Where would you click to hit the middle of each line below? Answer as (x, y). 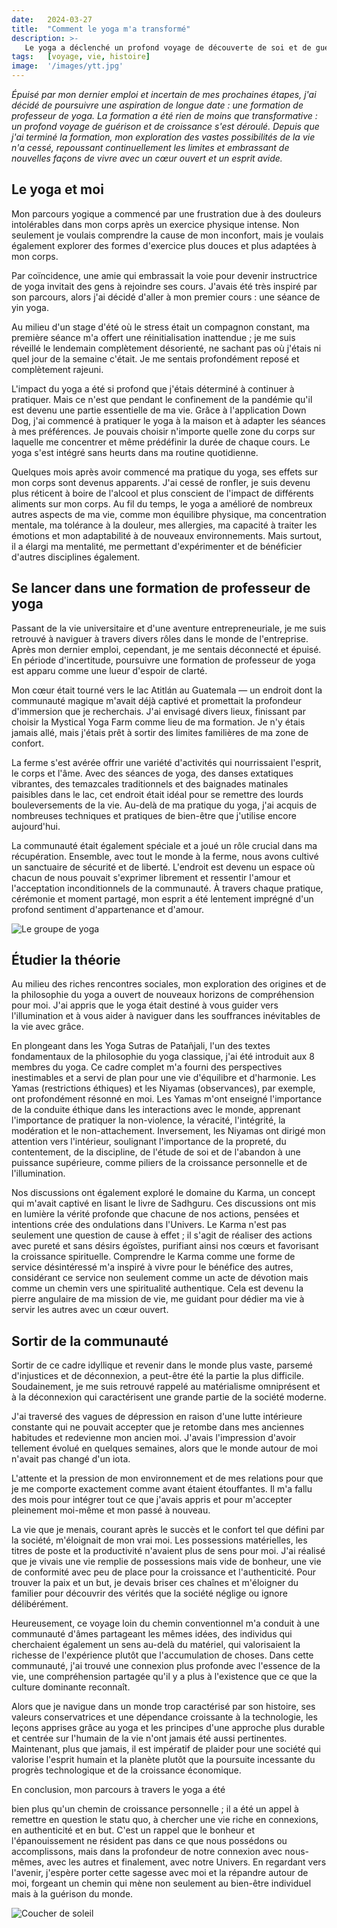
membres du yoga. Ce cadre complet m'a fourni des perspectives (147, 1067)
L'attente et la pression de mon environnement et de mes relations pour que (167, 1478)
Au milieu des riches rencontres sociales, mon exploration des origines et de (169, 984)
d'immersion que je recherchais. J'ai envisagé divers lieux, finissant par (158, 711)
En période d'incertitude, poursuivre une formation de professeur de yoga (163, 660)
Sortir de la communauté (90, 1341)
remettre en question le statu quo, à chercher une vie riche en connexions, (165, 1820)
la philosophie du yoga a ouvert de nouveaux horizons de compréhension (163, 995)
